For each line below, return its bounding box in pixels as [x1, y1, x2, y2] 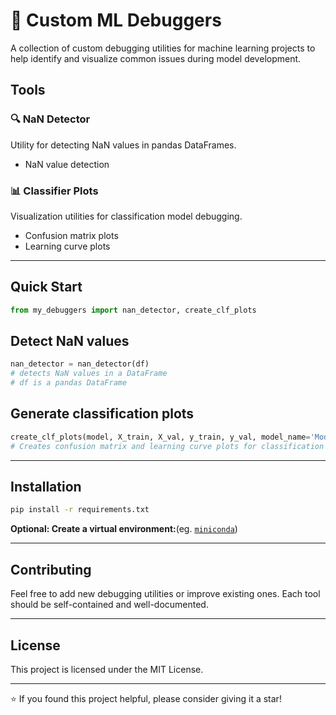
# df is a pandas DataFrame [10, 378, 128, 388]
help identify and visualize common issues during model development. [10, 52, 302, 64]
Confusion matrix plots [24, 229, 119, 241]
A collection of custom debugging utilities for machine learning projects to [10, 42, 316, 54]
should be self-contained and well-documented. [10, 599, 209, 611]
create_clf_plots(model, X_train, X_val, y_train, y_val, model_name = [10, 432, 311, 442]
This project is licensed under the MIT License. [10, 663, 204, 675]
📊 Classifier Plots [10, 184, 99, 198]
